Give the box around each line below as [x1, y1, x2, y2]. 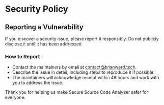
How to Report [5, 53, 40, 60]
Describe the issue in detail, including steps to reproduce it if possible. [12, 69, 155, 75]
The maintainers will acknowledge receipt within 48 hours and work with [12, 75, 160, 81]
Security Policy [5, 3, 69, 15]
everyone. [5, 94, 26, 101]
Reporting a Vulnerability [5, 23, 83, 31]
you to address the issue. [12, 80, 64, 86]
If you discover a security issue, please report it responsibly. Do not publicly [5, 36, 159, 42]
